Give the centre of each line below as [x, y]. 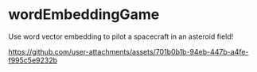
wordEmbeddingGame [84, 15]
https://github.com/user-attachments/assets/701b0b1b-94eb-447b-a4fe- [128, 51]
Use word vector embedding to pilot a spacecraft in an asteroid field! [121, 36]
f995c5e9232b [33, 60]
